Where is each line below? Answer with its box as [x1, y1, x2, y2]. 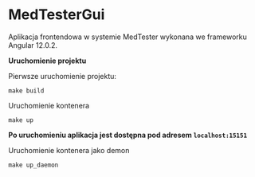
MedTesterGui [8, 6, 105, 24]
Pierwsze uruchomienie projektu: [8, 71, 117, 81]
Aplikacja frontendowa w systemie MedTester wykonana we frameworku [8, 32, 247, 41]
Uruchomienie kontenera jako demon [8, 145, 130, 155]
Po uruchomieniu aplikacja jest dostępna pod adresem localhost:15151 [8, 130, 248, 140]
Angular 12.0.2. [8, 40, 58, 49]
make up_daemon [8, 161, 59, 169]
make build [8, 86, 45, 95]
